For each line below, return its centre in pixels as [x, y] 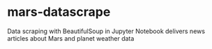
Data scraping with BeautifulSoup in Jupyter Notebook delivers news [106, 31]
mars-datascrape [59, 12]
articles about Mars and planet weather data [71, 38]
